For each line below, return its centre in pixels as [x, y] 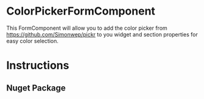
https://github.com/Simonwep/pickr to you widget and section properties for [102, 34]
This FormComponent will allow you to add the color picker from [87, 28]
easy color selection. [33, 41]
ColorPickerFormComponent [81, 11]
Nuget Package [36, 88]
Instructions [38, 66]
